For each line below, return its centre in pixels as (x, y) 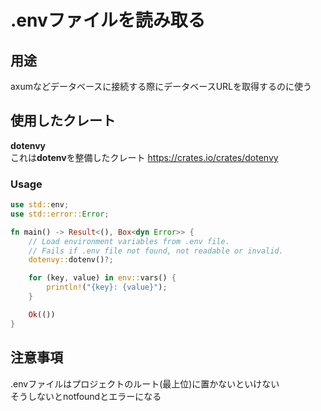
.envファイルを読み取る (108, 20)
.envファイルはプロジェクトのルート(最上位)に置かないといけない (145, 383)
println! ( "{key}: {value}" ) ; (107, 287)
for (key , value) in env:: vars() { (102, 278)
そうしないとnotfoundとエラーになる (86, 396)
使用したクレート (63, 121)
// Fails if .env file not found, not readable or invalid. (156, 251)
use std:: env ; (40, 205)
